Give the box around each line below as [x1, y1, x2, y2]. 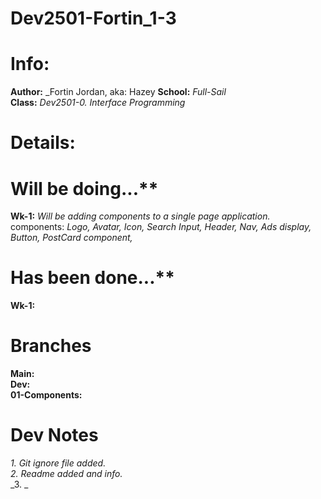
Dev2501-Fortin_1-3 [10, 7, 177, 30]
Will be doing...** [10, 177, 159, 200]
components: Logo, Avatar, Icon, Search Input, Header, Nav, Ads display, [10, 221, 312, 233]
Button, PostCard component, [10, 232, 133, 244]
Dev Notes [10, 424, 99, 447]
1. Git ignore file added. [10, 457, 107, 469]
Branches [10, 335, 92, 357]
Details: [10, 132, 76, 154]
